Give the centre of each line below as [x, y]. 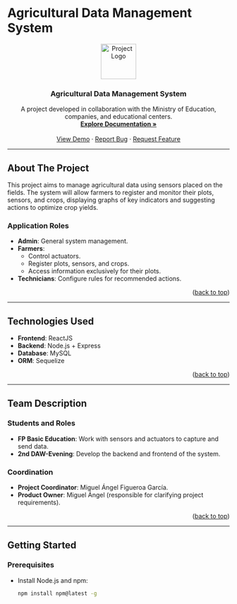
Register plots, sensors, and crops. [79, 263]
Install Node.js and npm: [53, 580]
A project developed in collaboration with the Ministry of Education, [119, 109]
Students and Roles [41, 423]
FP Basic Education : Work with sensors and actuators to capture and [118, 439]
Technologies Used [50, 321]
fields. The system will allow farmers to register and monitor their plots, [111, 193]
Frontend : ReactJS [45, 338]
